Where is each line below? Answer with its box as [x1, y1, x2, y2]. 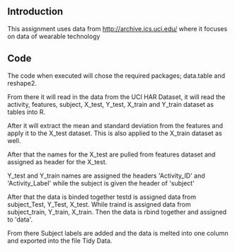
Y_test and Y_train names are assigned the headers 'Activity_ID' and [7, 171, 205, 180]
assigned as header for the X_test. [7, 157, 108, 166]
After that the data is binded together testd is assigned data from [7, 193, 197, 201]
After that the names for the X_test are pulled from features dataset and [7, 150, 216, 159]
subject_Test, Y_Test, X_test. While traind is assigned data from [7, 200, 191, 208]
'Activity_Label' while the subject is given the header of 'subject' [7, 178, 195, 187]
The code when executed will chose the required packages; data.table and [7, 71, 225, 80]
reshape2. [7, 79, 38, 87]
